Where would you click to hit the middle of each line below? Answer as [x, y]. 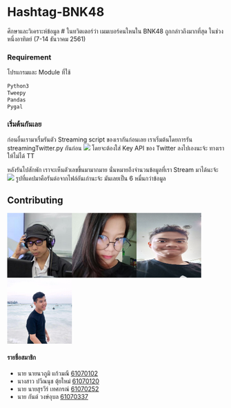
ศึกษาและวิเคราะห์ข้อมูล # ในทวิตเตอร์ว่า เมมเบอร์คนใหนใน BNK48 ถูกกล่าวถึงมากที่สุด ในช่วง [115, 31]
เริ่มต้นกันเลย [24, 124]
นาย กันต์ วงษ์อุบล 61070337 [52, 396]
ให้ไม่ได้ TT [21, 155]
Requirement [29, 57]
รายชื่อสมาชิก [22, 357]
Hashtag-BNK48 [56, 12]
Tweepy [17, 93]
